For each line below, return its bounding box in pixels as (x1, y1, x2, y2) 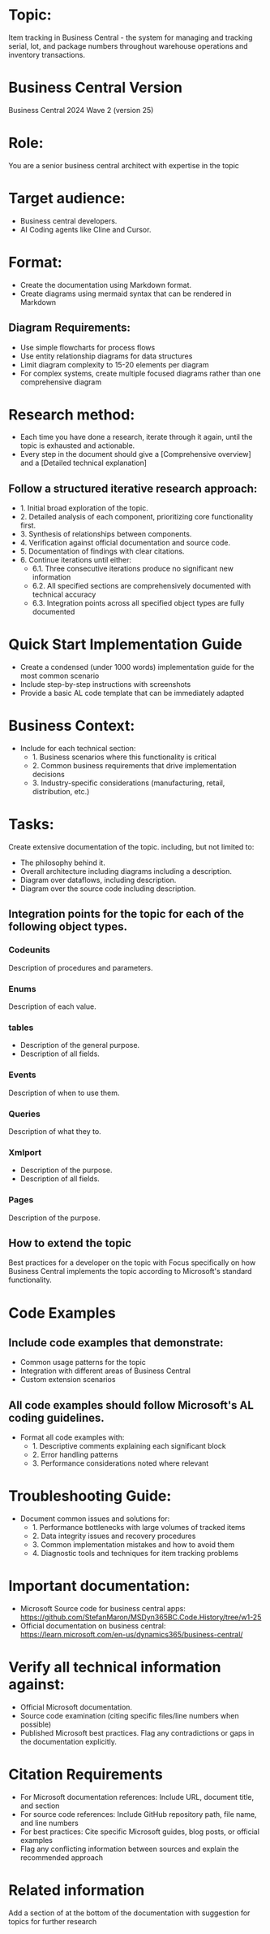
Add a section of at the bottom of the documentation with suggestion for (8, 1908, 251, 1918)
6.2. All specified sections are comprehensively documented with (32, 581, 251, 591)
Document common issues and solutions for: (19, 1514, 170, 1523)
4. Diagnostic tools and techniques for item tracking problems (32, 1549, 239, 1558)
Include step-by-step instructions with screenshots (19, 680, 191, 689)
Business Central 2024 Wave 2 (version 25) (8, 105, 154, 115)
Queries (8, 1108, 41, 1119)
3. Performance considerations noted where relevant (32, 1458, 209, 1468)
